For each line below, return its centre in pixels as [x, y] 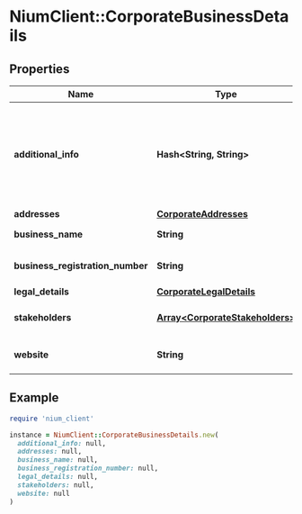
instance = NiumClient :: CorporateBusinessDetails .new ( [114, 435]
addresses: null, [50, 452]
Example [34, 398]
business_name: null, [58, 460]
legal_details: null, [58, 477]
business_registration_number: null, [88, 469]
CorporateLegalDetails [206, 292]
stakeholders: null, [56, 485]
